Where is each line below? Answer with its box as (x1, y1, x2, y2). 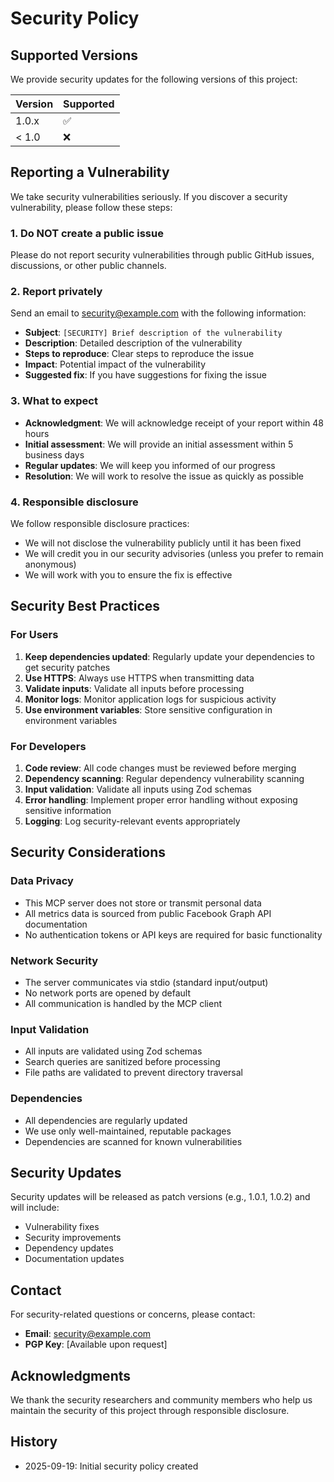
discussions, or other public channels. (10, 260, 167, 272)
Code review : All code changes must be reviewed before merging (24, 762, 297, 774)
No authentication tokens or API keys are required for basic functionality (24, 928, 323, 941)
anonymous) (24, 558, 77, 570)
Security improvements (24, 1232, 122, 1244)
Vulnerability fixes (24, 1221, 100, 1233)
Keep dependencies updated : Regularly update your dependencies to (24, 650, 315, 662)
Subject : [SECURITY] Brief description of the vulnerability (24, 327, 283, 339)
